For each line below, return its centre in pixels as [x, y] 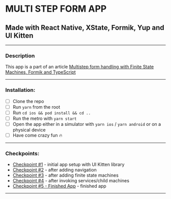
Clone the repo [28, 101]
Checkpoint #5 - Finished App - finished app [60, 186]
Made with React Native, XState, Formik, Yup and [85, 28]
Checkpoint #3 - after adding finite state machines [65, 175]
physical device [29, 129]
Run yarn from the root [36, 107]
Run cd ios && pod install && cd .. [52, 113]
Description [20, 55]
